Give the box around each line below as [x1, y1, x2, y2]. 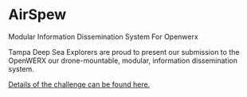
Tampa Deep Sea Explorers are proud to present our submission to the [8, 47, 240, 56]
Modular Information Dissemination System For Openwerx [8, 32, 199, 41]
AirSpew [8, 6, 67, 24]
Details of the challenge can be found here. [8, 80, 151, 89]
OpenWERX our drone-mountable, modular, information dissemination [8, 56, 237, 65]
